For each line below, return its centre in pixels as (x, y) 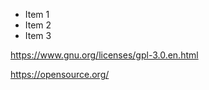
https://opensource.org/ (60, 74)
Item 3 (38, 35)
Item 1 (37, 14)
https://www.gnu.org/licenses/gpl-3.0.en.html (104, 55)
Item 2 (38, 25)
